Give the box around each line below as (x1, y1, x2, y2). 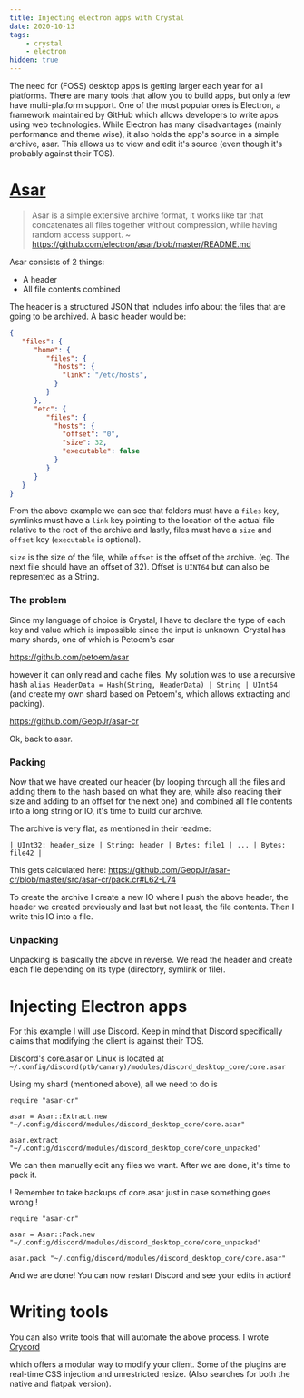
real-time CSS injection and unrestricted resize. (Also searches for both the (9, 1369, 290, 1380)
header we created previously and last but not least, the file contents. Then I (9, 901, 295, 913)
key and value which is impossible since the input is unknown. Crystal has (9, 624, 286, 635)
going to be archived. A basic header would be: (9, 311, 187, 322)
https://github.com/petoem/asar (9, 651, 130, 662)
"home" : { (33, 345, 71, 354)
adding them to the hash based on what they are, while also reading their (9, 787, 283, 798)
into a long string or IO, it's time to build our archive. (9, 806, 203, 817)
